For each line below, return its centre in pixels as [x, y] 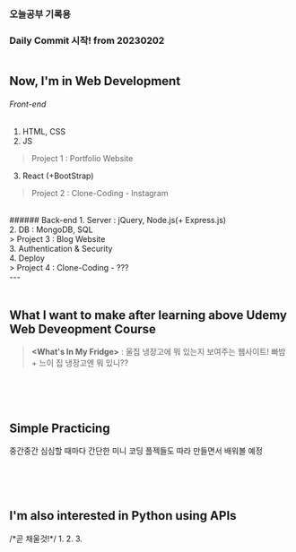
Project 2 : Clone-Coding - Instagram [100, 194]
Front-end [28, 104]
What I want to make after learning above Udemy [148, 315]
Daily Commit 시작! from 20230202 [87, 40]
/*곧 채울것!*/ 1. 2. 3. [46, 539]
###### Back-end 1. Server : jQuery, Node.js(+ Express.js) [118, 220]
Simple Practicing [60, 428]
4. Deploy [27, 258]
